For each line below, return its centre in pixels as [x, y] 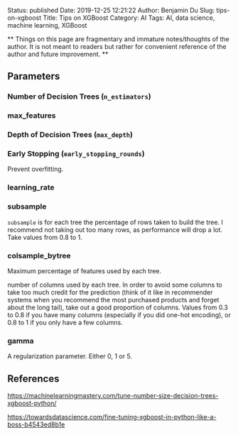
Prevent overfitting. [36, 169]
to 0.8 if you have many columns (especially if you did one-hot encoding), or [119, 314]
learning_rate [31, 187]
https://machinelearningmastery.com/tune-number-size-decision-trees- [113, 396]
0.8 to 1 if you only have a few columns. [65, 322]
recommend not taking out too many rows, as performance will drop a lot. [115, 229]
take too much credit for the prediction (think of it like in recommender [110, 292]
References [33, 379]
